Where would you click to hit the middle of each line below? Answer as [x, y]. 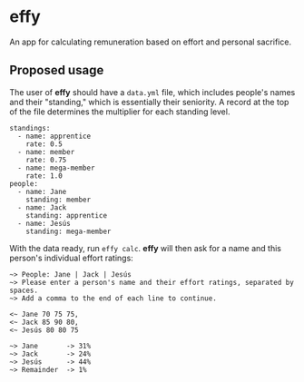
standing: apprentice [66, 215]
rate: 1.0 [44, 176]
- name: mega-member [56, 168]
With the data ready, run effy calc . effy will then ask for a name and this [145, 248]
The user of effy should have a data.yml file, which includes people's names [152, 92]
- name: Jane [42, 191]
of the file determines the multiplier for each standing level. [120, 112]
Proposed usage [57, 70]
